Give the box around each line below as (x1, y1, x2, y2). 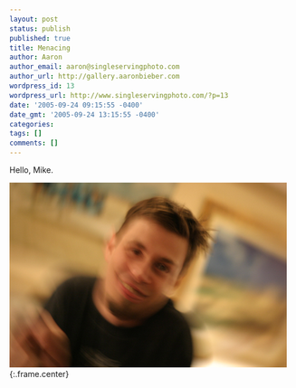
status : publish (9, 24, 71, 33)
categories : (9, 119, 54, 128)
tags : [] (9, 129, 43, 138)
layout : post (9, 14, 59, 24)
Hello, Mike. (9, 165, 54, 175)
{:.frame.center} (9, 369, 70, 379)
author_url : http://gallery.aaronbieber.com (9, 72, 180, 81)
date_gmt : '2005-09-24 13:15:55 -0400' (9, 109, 160, 119)
